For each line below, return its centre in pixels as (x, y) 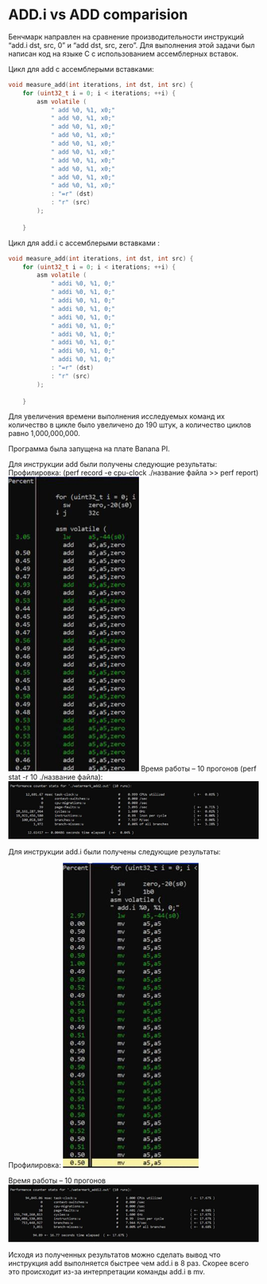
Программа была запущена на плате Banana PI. (89, 449)
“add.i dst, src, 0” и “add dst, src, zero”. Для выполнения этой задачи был (132, 45)
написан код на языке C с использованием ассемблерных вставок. (123, 53)
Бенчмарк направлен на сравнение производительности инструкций (126, 37)
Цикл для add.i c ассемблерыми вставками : (84, 243)
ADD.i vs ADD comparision (98, 15)
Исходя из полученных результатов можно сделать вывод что (114, 1255)
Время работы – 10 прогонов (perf (198, 769)
